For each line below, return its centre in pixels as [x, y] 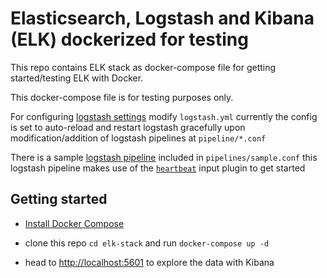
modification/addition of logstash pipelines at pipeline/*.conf [138, 138]
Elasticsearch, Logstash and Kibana [162, 18]
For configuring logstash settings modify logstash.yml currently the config [164, 116]
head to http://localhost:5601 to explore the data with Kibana [149, 262]
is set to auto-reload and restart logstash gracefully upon [128, 127]
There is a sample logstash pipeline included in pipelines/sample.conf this [164, 157]
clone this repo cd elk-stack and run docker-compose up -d [147, 243]
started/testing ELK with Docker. [77, 78]
